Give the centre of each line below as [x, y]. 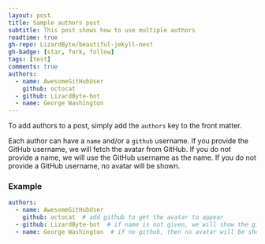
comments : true [33, 67]
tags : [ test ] [30, 60]
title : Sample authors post [54, 23]
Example [25, 187]
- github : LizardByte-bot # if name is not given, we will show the [132, 225]
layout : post [30, 15]
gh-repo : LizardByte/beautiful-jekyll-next [81, 45]
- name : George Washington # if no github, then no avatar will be [130, 232]
